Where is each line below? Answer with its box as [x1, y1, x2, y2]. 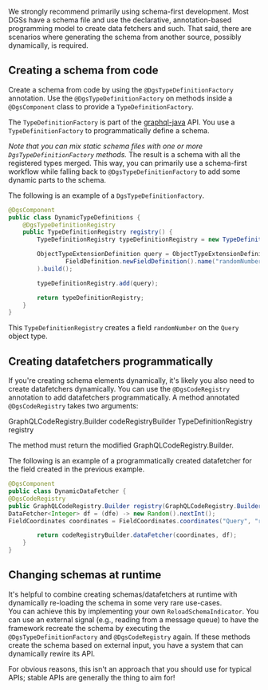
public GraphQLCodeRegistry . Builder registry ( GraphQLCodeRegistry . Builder [8, 502, 262, 510]
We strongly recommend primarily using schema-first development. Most [8, 7, 250, 16]
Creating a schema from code [8, 64, 159, 77]
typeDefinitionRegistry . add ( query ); [37, 279, 159, 287]
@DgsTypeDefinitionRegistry [22, 221, 116, 229]
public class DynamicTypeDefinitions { [8, 213, 141, 222]
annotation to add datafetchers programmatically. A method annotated [8, 392, 240, 402]
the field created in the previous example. [8, 464, 145, 474]
